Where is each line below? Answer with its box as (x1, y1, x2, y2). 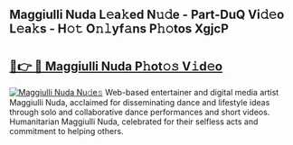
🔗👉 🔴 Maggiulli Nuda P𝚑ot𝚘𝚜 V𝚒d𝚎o (9, 59, 223, 74)
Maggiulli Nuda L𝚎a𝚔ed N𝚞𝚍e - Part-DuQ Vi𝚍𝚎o (9, 7, 285, 23)
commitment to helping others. (9, 126, 124, 136)
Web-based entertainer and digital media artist (105, 87, 279, 97)
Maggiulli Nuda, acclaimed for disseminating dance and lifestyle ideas (9, 97, 270, 107)
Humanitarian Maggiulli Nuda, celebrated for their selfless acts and (9, 116, 259, 127)
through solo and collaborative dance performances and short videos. (9, 107, 270, 117)
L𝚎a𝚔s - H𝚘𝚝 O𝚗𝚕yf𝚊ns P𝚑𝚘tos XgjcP (9, 22, 229, 37)
